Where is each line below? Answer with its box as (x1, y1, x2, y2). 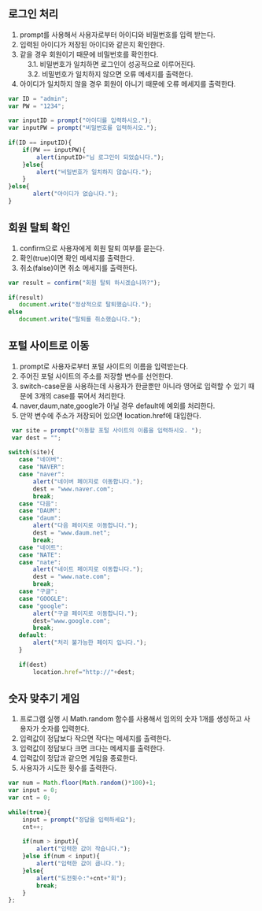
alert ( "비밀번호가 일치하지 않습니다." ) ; (36, 168, 153, 176)
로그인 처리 (8, 7, 59, 21)
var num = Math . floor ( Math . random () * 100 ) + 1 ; (8, 779, 157, 787)
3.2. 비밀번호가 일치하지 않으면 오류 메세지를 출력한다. (27, 69, 194, 79)
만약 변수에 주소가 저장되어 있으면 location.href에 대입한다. (19, 410, 202, 420)
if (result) (8, 294, 44, 302)
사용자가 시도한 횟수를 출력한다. (19, 763, 116, 773)
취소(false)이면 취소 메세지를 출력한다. (19, 263, 138, 272)
